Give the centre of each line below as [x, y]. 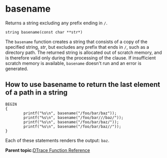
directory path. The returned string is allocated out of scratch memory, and [84, 52]
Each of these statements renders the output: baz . [57, 140]
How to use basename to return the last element [83, 85]
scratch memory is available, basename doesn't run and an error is [73, 63]
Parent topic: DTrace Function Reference [48, 150]
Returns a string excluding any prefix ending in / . [56, 23]
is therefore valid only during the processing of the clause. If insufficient [80, 58]
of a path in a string [36, 93]
